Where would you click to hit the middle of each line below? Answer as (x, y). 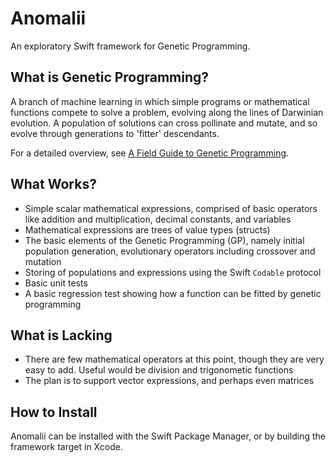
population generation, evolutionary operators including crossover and (170, 251)
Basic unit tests (56, 283)
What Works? (53, 184)
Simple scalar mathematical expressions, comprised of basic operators (171, 208)
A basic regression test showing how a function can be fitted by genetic (173, 293)
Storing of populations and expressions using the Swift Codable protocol (173, 272)
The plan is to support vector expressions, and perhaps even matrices (169, 381)
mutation (43, 261)
